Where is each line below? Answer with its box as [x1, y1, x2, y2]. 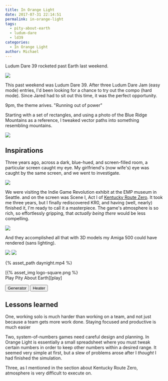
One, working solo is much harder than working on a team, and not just [5, 314, 151, 320]
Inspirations [5, 146, 43, 155]
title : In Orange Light [5, 7, 55, 12]
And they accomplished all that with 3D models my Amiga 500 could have [5, 235, 157, 241]
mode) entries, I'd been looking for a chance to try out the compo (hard [5, 87, 152, 93]
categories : [5, 40, 30, 45]
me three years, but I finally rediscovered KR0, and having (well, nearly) [5, 200, 152, 206]
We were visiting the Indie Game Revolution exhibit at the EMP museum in [5, 189, 157, 195]
